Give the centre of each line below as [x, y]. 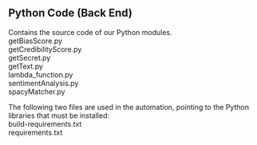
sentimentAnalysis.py [43, 83]
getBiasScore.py [35, 41]
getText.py [26, 66]
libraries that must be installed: [59, 116]
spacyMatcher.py [37, 92]
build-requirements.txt [45, 123]
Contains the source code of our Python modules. [90, 32]
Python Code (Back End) [71, 13]
